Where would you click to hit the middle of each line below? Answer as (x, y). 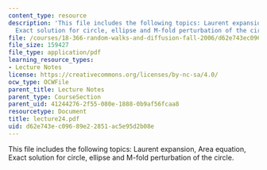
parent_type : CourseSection (55, 97)
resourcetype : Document (48, 112)
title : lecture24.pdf (44, 119)
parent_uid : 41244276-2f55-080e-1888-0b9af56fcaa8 (94, 104)
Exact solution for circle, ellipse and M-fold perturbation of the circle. (121, 157)
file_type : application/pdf (55, 52)
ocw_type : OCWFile (39, 82)
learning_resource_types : (51, 60)
